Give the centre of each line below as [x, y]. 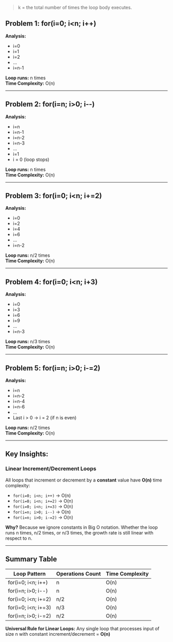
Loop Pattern [30, 574]
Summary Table [31, 559]
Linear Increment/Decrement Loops [51, 469]
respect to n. [19, 538]
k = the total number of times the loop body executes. [75, 7]
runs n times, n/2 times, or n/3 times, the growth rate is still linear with [79, 532]
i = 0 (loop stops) [31, 159]
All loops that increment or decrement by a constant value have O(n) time [84, 480]
